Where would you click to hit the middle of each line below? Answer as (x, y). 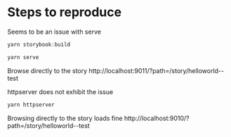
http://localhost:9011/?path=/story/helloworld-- (157, 70)
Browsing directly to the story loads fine (65, 118)
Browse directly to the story (47, 70)
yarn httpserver (31, 105)
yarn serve (23, 57)
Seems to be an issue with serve (54, 32)
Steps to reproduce (64, 12)
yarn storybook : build (39, 44)
